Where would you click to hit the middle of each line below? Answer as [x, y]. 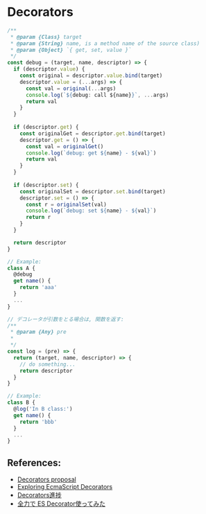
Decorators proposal [46, 479]
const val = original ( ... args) [71, 88]
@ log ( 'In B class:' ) [43, 409]
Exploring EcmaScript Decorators [65, 487]
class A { [22, 268]
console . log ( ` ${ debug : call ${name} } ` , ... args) [97, 95]
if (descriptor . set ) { [46, 185]
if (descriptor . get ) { [46, 127]
